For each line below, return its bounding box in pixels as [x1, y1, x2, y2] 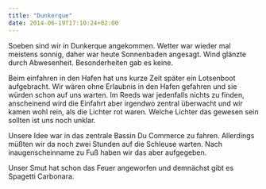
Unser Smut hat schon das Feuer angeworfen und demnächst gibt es [8, 163, 234, 172]
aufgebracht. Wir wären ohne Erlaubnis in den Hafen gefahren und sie [8, 81, 237, 91]
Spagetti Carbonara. [8, 172, 75, 181]
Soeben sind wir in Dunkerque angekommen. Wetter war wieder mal [8, 40, 232, 50]
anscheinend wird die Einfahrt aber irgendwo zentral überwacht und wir [8, 98, 244, 108]
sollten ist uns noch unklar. [8, 115, 96, 125]
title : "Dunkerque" [8, 11, 73, 20]
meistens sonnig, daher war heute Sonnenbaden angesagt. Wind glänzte [8, 49, 247, 59]
